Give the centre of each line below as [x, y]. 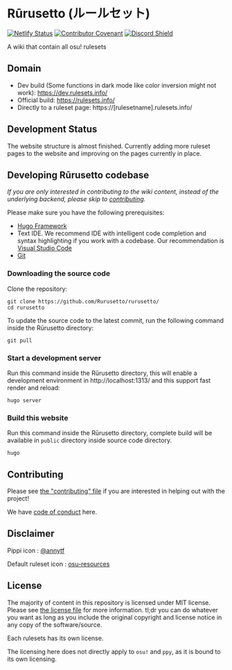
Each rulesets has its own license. [55, 638]
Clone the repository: [37, 289]
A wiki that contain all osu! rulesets [57, 47]
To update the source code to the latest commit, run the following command [115, 320]
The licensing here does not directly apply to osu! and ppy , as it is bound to [114, 651]
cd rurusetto [26, 308]
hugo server [24, 400]
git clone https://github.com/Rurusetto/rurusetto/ [83, 301]
